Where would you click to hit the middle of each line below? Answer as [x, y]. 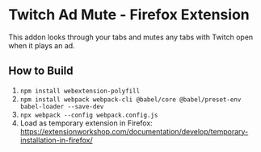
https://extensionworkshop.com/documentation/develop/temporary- [134, 131]
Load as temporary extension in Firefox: [86, 123]
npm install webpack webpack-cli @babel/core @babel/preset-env [130, 99]
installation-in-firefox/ [56, 140]
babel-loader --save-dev [62, 106]
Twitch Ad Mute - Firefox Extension [129, 15]
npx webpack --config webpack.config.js [89, 115]
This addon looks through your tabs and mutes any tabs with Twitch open [131, 37]
